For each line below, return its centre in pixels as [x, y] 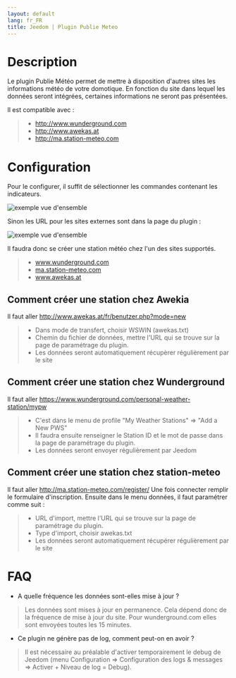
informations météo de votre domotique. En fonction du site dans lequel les [116, 89]
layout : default [31, 14]
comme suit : [26, 504]
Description [42, 62]
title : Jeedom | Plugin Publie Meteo [63, 27]
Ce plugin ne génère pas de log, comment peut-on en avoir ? [106, 638]
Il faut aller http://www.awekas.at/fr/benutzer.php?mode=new [97, 316]
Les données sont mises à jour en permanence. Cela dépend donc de [125, 610]
